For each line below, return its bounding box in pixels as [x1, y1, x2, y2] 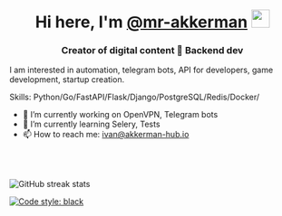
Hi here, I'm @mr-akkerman [34, 12, 248, 33]
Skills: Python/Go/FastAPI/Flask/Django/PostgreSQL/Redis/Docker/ [9, 91, 260, 103]
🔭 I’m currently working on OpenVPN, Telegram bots [22, 109, 219, 120]
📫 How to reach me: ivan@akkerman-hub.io [22, 129, 190, 140]
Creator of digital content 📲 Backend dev [61, 44, 244, 57]
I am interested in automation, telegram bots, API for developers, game [9, 64, 274, 76]
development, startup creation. [9, 74, 125, 85]
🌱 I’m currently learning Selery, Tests [22, 118, 160, 130]
